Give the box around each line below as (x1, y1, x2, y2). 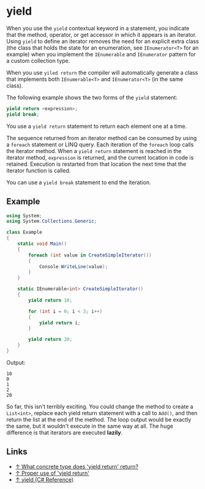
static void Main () (17, 241, 67, 247)
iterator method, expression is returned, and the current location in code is (6, 154, 194, 161)
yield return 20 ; (28, 337, 72, 343)
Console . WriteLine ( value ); (39, 263, 108, 270)
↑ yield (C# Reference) (15, 476, 74, 483)
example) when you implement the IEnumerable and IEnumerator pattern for (6, 50, 196, 58)
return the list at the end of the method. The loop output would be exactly (6, 416, 192, 423)
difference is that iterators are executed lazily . (6, 428, 123, 436)
